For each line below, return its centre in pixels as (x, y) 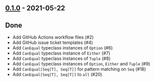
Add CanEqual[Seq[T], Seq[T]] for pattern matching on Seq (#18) (79, 69)
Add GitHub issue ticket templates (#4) (53, 42)
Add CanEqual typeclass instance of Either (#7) (61, 53)
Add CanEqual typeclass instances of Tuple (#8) (61, 58)
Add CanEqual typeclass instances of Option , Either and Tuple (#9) (81, 64)
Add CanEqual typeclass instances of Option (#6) (62, 48)
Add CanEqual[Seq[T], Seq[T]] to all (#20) (57, 74)
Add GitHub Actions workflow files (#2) (53, 37)
